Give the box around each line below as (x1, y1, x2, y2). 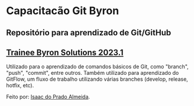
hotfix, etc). (6, 82, 34, 89)
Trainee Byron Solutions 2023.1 (6, 47, 124, 57)
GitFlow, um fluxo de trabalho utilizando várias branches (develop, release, (6, 75, 188, 83)
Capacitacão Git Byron (6, 4, 119, 18)
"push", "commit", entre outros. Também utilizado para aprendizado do (6, 69, 179, 77)
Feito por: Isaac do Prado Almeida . (6, 93, 90, 101)
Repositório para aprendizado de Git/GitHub (6, 28, 172, 38)
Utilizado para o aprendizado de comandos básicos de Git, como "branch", (6, 63, 189, 70)
